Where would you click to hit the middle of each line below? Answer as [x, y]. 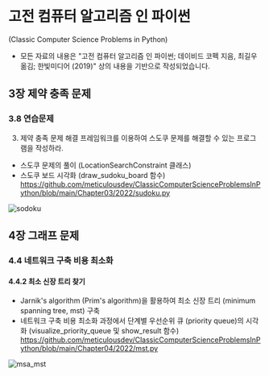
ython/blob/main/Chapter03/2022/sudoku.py [95, 192]
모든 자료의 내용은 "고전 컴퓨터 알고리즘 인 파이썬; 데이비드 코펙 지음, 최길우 [139, 56]
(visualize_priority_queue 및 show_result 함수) [104, 331]
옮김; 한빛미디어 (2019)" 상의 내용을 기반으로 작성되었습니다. [115, 66]
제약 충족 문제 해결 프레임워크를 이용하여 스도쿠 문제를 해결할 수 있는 [127, 138]
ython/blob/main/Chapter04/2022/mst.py [89, 349]
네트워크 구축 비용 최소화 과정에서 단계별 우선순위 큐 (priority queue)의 [132, 321]
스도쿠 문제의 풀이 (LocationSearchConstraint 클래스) [106, 165]
